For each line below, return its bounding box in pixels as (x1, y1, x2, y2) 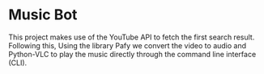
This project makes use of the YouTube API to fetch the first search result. (8, 32, 255, 42)
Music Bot (8, 6, 78, 24)
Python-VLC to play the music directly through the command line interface (8, 49, 257, 59)
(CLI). (8, 58, 28, 68)
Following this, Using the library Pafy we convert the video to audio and (8, 40, 247, 50)
